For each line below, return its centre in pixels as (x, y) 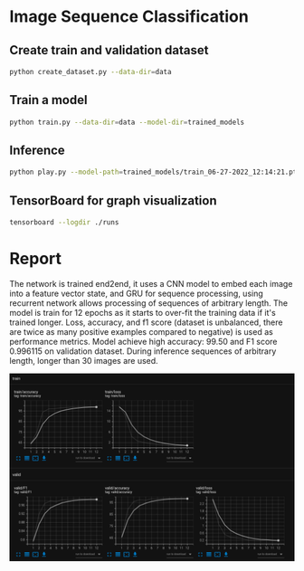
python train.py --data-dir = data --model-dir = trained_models (127, 122)
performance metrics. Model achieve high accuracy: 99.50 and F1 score (143, 341)
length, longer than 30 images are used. (84, 360)
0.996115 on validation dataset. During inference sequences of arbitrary (143, 351)
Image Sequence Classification (129, 17)
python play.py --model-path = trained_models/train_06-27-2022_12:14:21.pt (153, 172)
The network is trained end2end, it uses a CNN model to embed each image (151, 283)
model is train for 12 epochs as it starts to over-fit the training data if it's (142, 312)
